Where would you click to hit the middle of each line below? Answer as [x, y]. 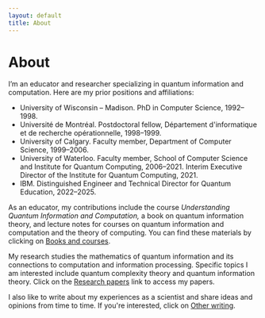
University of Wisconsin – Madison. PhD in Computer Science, [121, 108]
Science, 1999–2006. [54, 150]
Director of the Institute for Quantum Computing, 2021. [109, 175]
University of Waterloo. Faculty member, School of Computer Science [134, 159]
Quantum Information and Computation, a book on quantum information [126, 216]
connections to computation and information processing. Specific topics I [128, 265]
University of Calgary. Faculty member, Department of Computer [125, 142]
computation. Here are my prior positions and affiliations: [101, 93]
